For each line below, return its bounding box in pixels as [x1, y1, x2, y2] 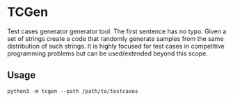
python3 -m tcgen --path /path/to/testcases [7, 87, 138, 94]
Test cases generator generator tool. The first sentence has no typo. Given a [7, 27, 227, 35]
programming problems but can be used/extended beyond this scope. [7, 49, 209, 58]
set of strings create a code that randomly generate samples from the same [7, 34, 224, 42]
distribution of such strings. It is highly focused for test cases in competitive [7, 42, 225, 50]
